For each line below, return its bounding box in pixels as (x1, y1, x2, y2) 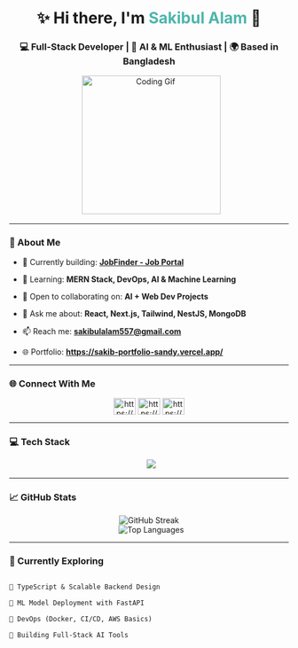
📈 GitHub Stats (9, 491, 77, 504)
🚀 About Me (9, 237, 61, 249)
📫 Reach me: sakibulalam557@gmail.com (21, 325, 182, 336)
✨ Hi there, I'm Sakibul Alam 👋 (36, 8, 262, 28)
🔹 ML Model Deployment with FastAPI (9, 598, 145, 607)
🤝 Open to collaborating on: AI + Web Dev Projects (21, 291, 208, 301)
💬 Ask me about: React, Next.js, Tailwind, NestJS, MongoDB (21, 308, 247, 318)
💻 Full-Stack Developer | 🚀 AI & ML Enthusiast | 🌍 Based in (19, 41, 279, 53)
